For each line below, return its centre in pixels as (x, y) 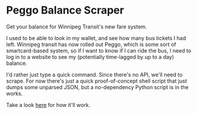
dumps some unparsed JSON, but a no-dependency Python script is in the (97, 87)
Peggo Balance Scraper (65, 10)
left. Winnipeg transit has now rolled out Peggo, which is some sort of (91, 44)
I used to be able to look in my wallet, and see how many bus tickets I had (96, 38)
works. (15, 93)
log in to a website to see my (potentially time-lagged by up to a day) (90, 57)
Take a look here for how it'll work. (48, 105)
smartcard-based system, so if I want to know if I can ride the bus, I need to (99, 50)
